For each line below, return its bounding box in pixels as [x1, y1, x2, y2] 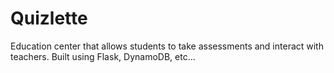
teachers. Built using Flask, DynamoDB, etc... [10, 50, 196, 62]
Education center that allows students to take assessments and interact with [10, 40, 324, 52]
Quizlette [10, 7, 88, 30]
